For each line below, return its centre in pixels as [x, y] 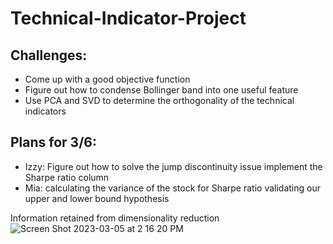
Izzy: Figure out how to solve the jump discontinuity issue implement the [173, 166]
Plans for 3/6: [53, 142]
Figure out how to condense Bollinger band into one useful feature [161, 90]
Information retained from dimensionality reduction [115, 218]
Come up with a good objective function [107, 79]
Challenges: [49, 55]
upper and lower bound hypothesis [97, 198]
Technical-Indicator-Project [128, 18]
